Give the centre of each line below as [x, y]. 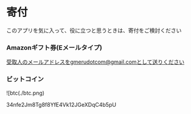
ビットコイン [25, 79]
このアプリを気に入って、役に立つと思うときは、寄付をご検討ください [94, 30]
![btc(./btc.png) [25, 93]
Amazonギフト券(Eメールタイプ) [54, 47]
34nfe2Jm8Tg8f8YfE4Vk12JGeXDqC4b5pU [61, 104]
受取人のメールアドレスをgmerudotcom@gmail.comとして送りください [95, 62]
